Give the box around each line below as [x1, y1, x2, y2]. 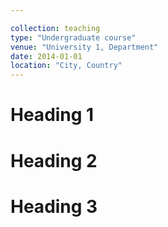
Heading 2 [10, 149, 98, 172]
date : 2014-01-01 [10, 51, 83, 61]
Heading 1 [10, 104, 95, 126]
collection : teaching [10, 23, 101, 33]
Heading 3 [10, 195, 98, 218]
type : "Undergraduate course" [10, 32, 137, 43]
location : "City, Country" [10, 61, 123, 71]
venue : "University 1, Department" [10, 42, 159, 52]
